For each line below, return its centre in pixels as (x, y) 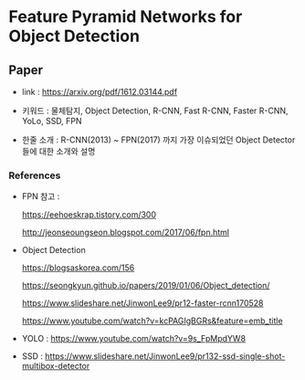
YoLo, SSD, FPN (52, 121)
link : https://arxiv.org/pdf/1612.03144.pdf (100, 92)
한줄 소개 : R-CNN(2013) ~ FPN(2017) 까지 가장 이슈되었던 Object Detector (158, 140)
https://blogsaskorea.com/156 (78, 268)
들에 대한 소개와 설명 (58, 151)
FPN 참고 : (41, 196)
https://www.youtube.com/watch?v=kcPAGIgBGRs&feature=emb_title (152, 321)
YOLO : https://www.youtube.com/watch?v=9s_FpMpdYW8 (134, 339)
